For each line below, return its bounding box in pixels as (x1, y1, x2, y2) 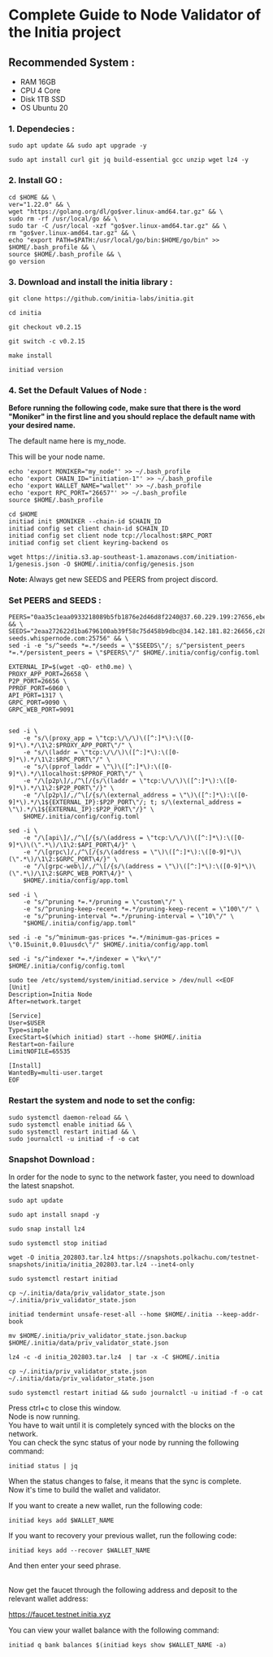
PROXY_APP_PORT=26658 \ (8, 670, 89, 679)
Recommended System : (8, 55, 136, 69)
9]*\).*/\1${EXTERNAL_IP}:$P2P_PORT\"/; (8, 798, 148, 807)
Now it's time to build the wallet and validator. (8, 1485, 161, 1495)
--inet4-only (149, 1261, 195, 1269)
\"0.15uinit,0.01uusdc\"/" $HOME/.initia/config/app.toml (8, 941, 209, 949)
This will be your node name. (8, 452, 106, 461)
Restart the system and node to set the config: (8, 1095, 196, 1106)
